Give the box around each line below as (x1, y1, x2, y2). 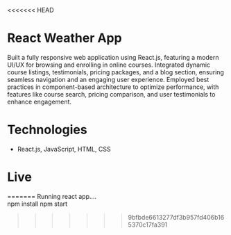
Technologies (7, 122, 88, 138)
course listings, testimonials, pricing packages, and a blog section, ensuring (7, 67, 224, 76)
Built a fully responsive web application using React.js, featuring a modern (7, 53, 219, 61)
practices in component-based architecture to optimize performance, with (7, 83, 219, 91)
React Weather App (7, 31, 123, 46)
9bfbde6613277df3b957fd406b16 (128, 213, 225, 221)
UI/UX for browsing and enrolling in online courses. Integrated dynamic (7, 60, 210, 69)
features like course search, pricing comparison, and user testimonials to (7, 90, 216, 98)
